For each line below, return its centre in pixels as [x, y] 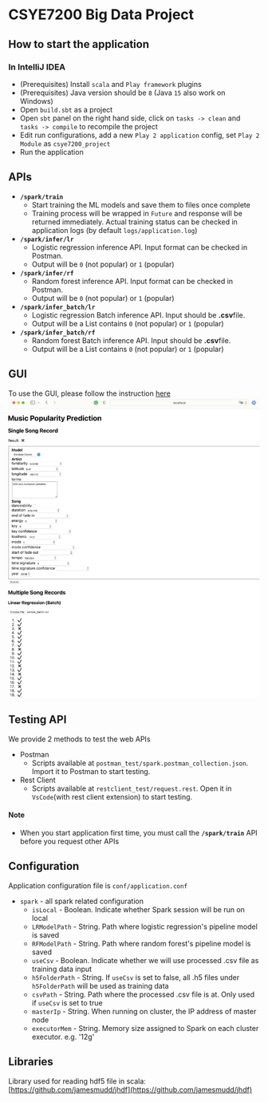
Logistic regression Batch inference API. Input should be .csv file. [138, 315]
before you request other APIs [69, 841]
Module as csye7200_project [65, 143]
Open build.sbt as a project [66, 109]
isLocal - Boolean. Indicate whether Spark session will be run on [138, 909]
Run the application [51, 152]
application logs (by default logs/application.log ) [114, 230]
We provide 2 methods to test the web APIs [79, 739]
